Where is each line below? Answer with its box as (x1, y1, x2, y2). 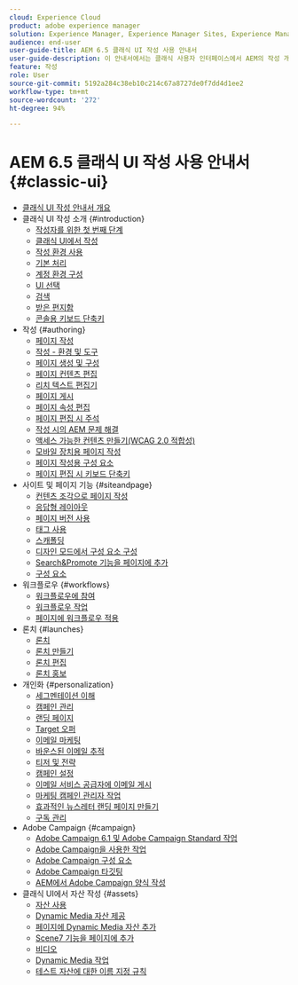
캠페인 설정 (35, 768, 74, 779)
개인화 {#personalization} (21, 680, 114, 690)
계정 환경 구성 (35, 269, 83, 280)
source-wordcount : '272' (9, 95, 101, 105)
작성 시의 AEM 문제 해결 (35, 424, 120, 435)
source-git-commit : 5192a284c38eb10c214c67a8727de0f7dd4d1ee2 (9, 79, 244, 88)
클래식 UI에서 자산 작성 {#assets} (21, 888, 139, 899)
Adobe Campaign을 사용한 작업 (35, 844, 147, 855)
